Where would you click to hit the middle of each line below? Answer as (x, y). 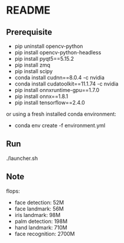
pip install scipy (34, 71)
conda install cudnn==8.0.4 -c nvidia (60, 78)
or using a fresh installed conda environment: (61, 114)
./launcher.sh (22, 158)
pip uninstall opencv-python (49, 46)
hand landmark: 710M (41, 227)
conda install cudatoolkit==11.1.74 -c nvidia (66, 84)
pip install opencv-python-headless (58, 52)
